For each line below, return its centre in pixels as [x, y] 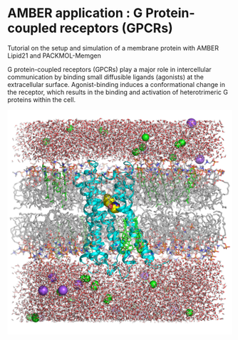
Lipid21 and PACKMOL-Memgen [54, 56]
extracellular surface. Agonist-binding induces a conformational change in [117, 84]
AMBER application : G [75, 13]
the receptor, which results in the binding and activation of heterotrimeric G [118, 92]
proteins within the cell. [42, 99]
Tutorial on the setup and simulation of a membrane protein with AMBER [113, 48]
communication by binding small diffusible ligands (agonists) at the [106, 77]
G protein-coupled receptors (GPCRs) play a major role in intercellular [109, 69]
